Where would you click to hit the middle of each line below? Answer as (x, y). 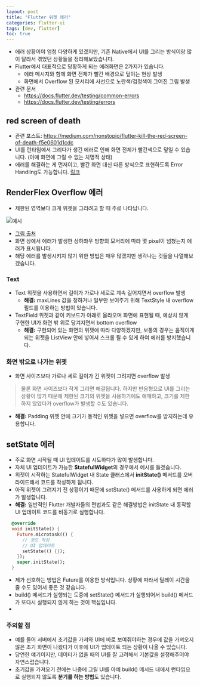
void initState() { (36, 529)
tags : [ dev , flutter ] (33, 28)
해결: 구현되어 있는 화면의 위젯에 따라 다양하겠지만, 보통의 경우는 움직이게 (109, 330)
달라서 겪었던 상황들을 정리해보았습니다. (68, 59)
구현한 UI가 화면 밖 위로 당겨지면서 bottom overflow (76, 323)
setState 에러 (30, 444)
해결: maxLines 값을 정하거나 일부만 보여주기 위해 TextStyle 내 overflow (109, 300)
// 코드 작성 (36, 540)
